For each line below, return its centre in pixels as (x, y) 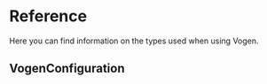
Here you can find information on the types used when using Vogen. (134, 41)
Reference (48, 16)
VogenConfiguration (67, 69)
